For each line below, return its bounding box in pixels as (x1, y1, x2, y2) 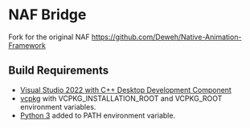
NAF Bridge (8, 6, 87, 24)
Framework (8, 40, 46, 50)
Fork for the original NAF (8, 32, 90, 42)
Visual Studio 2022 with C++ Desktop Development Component (19, 85, 232, 94)
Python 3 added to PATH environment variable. (19, 110, 175, 120)
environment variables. (19, 102, 96, 111)
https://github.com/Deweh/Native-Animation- (91, 32, 242, 42)
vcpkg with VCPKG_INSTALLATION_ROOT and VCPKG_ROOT (19, 94, 223, 103)
